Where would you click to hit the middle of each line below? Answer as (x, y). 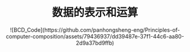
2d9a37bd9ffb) (95, 43)
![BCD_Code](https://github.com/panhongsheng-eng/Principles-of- (95, 30)
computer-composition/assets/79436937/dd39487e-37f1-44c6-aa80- (95, 36)
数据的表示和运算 (95, 13)
